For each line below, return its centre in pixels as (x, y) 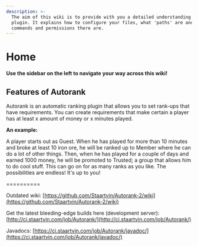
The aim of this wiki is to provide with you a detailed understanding (101, 17)
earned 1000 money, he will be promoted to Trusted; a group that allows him (99, 160)
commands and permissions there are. (58, 28)
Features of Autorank (46, 92)
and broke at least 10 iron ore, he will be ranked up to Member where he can (99, 147)
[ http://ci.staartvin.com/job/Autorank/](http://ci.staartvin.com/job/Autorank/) (99, 219)
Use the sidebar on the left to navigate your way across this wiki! (87, 74)
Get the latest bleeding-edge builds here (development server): (83, 213)
